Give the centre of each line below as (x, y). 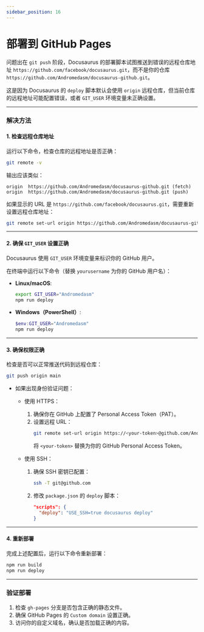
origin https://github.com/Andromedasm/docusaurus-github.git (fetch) (99, 186)
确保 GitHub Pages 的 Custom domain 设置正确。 (74, 615)
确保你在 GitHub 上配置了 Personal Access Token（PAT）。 (106, 414)
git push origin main (34, 376)
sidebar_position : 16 (34, 12)
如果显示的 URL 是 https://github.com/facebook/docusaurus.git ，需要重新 (100, 204)
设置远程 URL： (53, 422)
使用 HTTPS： (42, 401)
